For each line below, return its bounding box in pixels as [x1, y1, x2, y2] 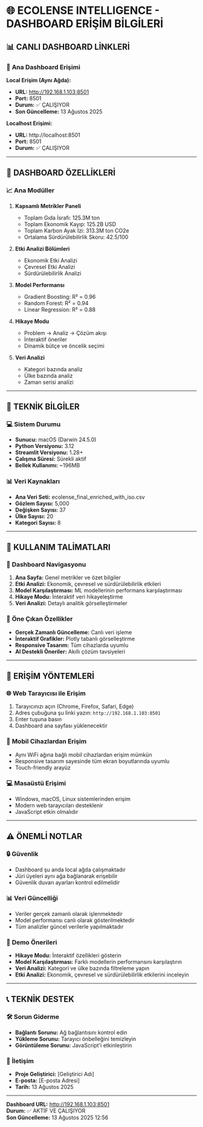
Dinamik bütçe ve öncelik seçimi [24, 342, 105, 349]
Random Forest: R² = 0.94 [24, 299, 89, 307]
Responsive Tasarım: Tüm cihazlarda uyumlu [14, 641, 129, 649]
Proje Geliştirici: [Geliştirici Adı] [14, 1071, 95, 1078]
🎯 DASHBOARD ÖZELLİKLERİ [6, 167, 116, 178]
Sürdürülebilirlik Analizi [24, 270, 82, 277]
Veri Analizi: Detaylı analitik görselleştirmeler [14, 600, 128, 607]
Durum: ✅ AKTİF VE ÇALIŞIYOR [6, 1107, 86, 1114]
